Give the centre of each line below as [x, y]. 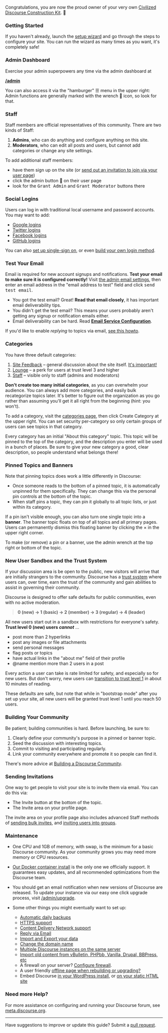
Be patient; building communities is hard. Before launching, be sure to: [77, 728]
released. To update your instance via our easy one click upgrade [80, 893]
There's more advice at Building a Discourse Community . [64, 764]
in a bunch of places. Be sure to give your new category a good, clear [77, 447]
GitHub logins [26, 241]
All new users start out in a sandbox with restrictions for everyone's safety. [82, 622]
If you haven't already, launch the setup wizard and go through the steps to [82, 37]
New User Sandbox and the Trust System [56, 561]
